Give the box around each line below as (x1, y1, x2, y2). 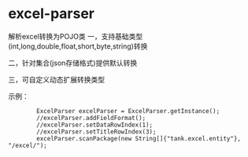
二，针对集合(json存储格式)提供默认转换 (8, 58, 138, 68)
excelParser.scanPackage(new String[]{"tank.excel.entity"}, (36, 134, 242, 142)
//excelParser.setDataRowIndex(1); (36, 121, 154, 129)
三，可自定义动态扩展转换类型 (8, 75, 105, 84)
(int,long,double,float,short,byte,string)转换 (8, 41, 148, 51)
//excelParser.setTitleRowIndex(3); (36, 127, 157, 136)
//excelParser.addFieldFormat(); (36, 114, 146, 122)
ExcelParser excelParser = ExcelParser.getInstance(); (36, 107, 220, 115)
